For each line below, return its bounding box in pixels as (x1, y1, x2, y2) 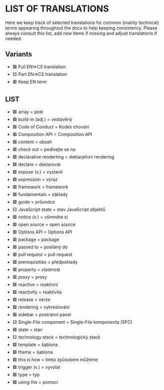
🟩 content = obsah (12, 139, 52, 145)
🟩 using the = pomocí (12, 379, 58, 385)
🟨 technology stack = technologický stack (12, 334, 101, 340)
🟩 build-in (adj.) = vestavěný (12, 116, 72, 122)
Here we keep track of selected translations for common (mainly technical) (5, 20, 159, 26)
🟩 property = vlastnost (12, 266, 60, 272)
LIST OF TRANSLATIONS (5, 3, 109, 15)
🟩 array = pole (12, 109, 43, 115)
